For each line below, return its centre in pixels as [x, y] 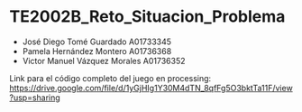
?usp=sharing [35, 98]
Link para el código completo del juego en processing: [110, 78]
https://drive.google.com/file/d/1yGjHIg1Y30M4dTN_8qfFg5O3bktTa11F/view [151, 88]
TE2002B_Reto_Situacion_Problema [147, 17]
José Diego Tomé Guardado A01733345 [97, 42]
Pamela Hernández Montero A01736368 [97, 51]
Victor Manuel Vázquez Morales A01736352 [104, 61]
